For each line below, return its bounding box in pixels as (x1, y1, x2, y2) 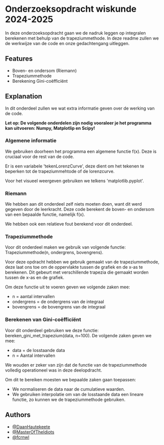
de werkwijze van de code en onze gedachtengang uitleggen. (5, 40, 130, 46)
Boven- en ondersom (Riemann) (12, 68, 77, 73)
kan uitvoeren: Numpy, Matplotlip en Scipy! (5, 125, 95, 131)
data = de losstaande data (12, 347, 65, 353)
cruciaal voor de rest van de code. (5, 153, 74, 160)
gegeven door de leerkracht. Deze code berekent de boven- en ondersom (5, 207, 155, 212)
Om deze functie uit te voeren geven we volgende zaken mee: (5, 284, 130, 290)
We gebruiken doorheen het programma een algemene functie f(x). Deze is (5, 148, 157, 154)
